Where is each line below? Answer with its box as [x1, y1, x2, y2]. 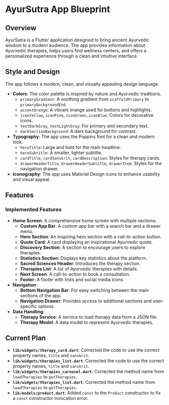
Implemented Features [5, 206, 62, 213]
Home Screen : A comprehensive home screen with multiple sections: [12, 218, 157, 224]
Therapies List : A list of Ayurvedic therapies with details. [20, 265, 138, 272]
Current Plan [5, 333, 46, 342]
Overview [5, 24, 37, 32]
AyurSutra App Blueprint [5, 4, 110, 15]
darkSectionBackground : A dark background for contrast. [20, 128, 137, 134]
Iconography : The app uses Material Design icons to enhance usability [12, 171, 160, 177]
